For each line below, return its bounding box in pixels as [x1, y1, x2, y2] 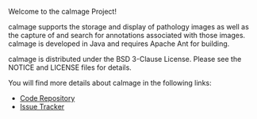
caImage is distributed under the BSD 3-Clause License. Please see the [8, 55, 242, 63]
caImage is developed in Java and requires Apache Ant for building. [8, 39, 230, 48]
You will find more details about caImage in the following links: [8, 79, 212, 87]
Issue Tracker [19, 102, 65, 111]
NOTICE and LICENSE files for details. [8, 63, 132, 72]
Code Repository [19, 94, 75, 102]
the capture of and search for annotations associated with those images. [8, 31, 246, 40]
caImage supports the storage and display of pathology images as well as [8, 22, 250, 31]
